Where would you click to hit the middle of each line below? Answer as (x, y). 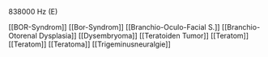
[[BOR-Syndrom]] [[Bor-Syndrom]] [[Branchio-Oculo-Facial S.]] (114, 27)
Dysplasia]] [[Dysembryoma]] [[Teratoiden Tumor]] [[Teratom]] (144, 36)
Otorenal (23, 36)
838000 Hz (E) (33, 12)
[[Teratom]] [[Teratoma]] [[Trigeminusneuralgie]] (90, 44)
